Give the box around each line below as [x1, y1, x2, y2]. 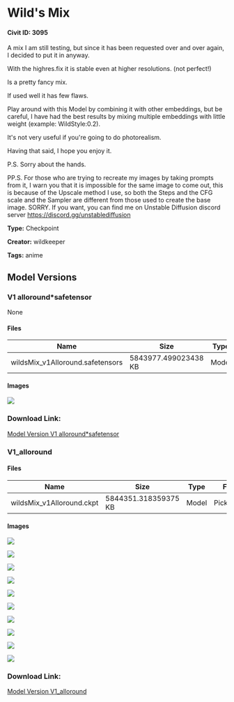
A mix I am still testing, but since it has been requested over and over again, [7, 44, 224, 52]
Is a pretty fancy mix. [7, 78, 68, 86]
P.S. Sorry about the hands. [7, 160, 86, 168]
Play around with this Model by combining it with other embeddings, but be [7, 105, 223, 113]
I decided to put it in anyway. [7, 51, 90, 60]
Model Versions [7, 271, 77, 283]
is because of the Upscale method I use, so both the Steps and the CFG [7, 189, 213, 197]
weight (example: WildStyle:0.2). [7, 120, 101, 128]
